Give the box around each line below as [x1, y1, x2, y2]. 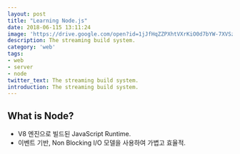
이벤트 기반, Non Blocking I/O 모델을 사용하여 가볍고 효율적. [17, 138, 186, 147]
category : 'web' [7, 43, 56, 51]
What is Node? [7, 110, 74, 122]
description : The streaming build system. [7, 37, 136, 44]
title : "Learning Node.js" [7, 17, 88, 24]
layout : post [7, 10, 46, 18]
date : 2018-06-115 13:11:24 [7, 24, 91, 31]
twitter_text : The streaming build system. [7, 76, 139, 84]
